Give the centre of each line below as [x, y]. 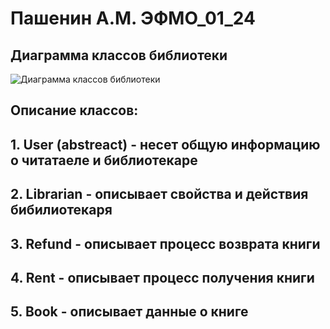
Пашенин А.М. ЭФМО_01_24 [133, 18]
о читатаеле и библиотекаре [104, 160]
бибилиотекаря [61, 210]
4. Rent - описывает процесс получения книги [162, 277]
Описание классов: [74, 110]
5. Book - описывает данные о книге [129, 312]
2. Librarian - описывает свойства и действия [159, 194]
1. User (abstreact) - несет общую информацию [165, 144]
